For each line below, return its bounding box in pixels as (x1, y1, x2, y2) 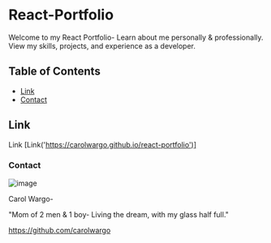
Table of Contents (8, 65, 101, 79)
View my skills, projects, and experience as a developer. (8, 40, 196, 50)
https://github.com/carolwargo (8, 225, 111, 235)
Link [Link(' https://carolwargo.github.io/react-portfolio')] (8, 139, 197, 149)
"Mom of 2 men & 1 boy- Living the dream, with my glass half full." (8, 209, 230, 220)
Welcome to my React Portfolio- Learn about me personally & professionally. (8, 32, 264, 42)
